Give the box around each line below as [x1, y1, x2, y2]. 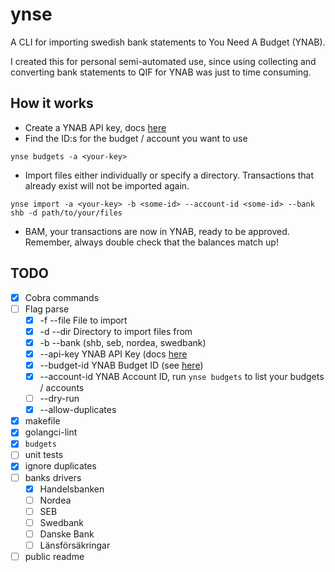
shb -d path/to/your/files [10, 208, 123, 218]
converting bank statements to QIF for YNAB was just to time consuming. [10, 66, 312, 78]
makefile [24, 415, 61, 427]
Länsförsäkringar [39, 539, 111, 551]
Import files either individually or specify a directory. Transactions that [24, 169, 315, 181]
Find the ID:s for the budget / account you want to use [24, 132, 248, 144]
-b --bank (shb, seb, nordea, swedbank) [39, 336, 207, 348]
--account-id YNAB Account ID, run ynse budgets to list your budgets [39, 371, 325, 382]
